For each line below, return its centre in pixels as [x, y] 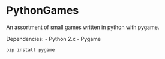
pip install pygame [31, 50]
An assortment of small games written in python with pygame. [83, 27]
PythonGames [43, 11]
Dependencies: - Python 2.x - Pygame [53, 39]
